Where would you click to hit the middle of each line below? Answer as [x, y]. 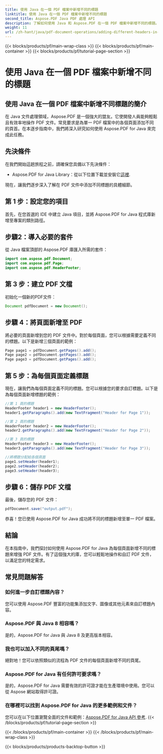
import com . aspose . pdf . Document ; [39, 259]
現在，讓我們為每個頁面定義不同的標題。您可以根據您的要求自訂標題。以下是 [81, 388]
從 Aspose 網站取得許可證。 [33, 692]
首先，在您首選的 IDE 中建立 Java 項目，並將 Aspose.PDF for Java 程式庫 [78, 214]
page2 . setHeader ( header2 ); [32, 466]
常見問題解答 [24, 577]
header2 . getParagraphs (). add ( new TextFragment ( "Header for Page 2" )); [78, 431]
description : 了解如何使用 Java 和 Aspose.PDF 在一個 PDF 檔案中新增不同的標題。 [82, 23]
